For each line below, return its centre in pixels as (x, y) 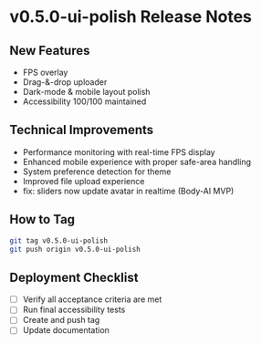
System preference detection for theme (97, 172)
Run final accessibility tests (74, 310)
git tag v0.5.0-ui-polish (58, 240)
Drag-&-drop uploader (65, 82)
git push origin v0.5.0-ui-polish (75, 249)
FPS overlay (45, 72)
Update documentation (66, 330)
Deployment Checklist (74, 277)
